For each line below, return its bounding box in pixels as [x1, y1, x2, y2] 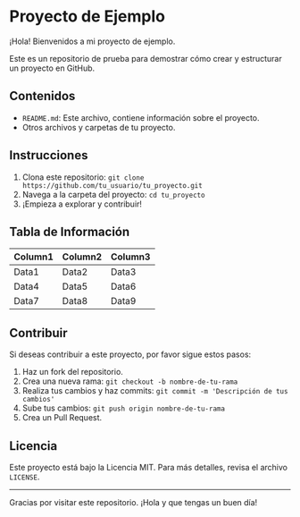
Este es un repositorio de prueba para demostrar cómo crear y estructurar [9, 53, 283, 64]
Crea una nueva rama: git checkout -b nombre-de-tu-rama [21, 376, 238, 386]
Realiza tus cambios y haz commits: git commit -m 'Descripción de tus [21, 386, 288, 396]
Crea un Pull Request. [21, 412, 103, 423]
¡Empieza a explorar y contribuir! [21, 199, 143, 209]
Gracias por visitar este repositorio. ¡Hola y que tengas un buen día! [9, 497, 258, 507]
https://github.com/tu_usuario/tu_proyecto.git [21, 181, 203, 190]
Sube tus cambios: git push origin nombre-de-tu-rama [21, 403, 226, 413]
